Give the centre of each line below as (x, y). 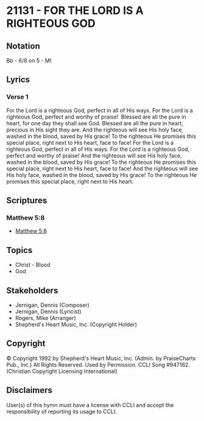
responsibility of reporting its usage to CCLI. (62, 411)
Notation (23, 46)
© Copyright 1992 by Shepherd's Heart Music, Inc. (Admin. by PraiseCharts (101, 358)
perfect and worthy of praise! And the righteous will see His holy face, (94, 155)
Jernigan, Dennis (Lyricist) (48, 311)
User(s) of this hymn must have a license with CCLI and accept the (90, 405)
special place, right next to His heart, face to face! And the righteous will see (102, 169)
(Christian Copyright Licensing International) (62, 371)
